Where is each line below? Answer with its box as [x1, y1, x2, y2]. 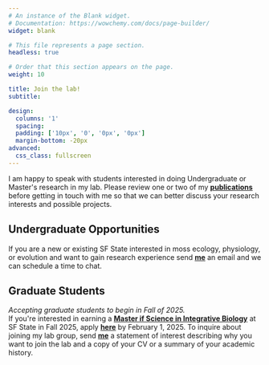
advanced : [8, 144, 42, 152]
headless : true [8, 49, 59, 57]
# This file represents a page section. [8, 41, 146, 49]
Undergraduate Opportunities [8, 222, 161, 237]
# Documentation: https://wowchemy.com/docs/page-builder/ [8, 19, 210, 27]
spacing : [15, 122, 45, 130]
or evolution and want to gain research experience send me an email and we [8, 252, 262, 262]
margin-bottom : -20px [15, 137, 88, 145]
